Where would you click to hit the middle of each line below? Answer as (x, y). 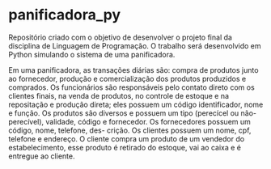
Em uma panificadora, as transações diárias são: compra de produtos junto (133, 70)
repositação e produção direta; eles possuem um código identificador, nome (136, 104)
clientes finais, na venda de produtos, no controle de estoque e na (119, 95)
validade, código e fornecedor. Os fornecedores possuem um (148, 121)
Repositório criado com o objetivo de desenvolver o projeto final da (121, 37)
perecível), (26, 121)
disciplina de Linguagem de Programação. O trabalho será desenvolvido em (135, 45)
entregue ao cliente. (42, 156)
